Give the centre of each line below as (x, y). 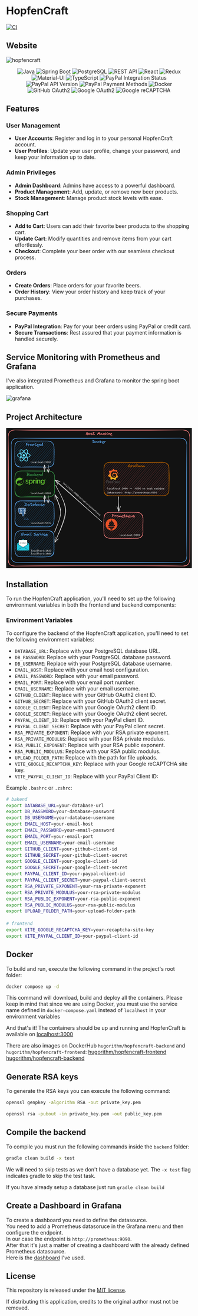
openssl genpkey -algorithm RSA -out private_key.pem (74, 1103)
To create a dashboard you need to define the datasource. (77, 1220)
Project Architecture (44, 417)
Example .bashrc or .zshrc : (39, 788)
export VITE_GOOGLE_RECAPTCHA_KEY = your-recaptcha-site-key (80, 930)
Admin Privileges (31, 172)
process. (25, 257)
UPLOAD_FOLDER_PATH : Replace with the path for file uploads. (86, 757)
